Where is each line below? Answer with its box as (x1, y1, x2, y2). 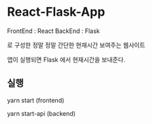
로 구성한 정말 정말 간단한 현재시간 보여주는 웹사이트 (7, 40, 145, 49)
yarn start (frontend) (7, 96, 65, 104)
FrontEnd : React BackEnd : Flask (7, 27, 100, 35)
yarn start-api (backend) (7, 109, 76, 117)
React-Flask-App (7, 4, 106, 20)
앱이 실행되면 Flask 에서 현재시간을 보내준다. (7, 55, 126, 64)
